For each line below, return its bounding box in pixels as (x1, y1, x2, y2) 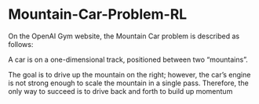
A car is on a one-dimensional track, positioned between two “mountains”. (8, 55, 249, 64)
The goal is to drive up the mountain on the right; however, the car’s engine (8, 70, 251, 79)
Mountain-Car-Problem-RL (8, 5, 188, 23)
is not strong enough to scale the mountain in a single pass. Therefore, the (8, 78, 249, 88)
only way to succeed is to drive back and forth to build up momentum (8, 86, 233, 95)
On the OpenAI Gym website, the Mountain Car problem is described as (8, 31, 240, 41)
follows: (8, 39, 34, 48)
